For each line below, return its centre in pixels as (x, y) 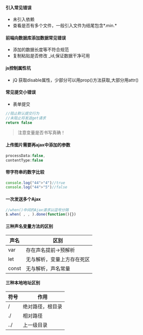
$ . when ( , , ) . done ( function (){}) (41, 215)
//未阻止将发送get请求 (26, 118)
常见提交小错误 (21, 92)
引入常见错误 (18, 7)
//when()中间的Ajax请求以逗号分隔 (37, 210)
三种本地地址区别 (23, 283)
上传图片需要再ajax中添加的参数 (38, 145)
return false (19, 123)
